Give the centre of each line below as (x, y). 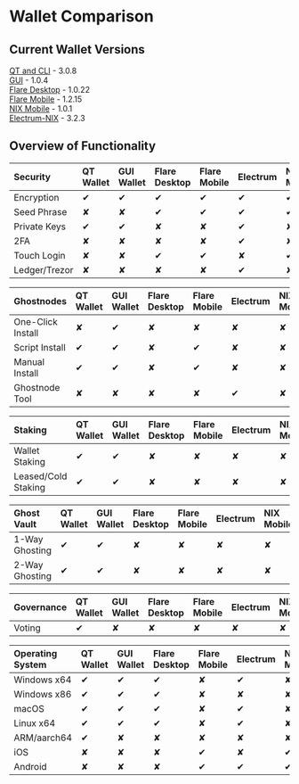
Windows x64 (43, 680)
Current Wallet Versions (77, 50)
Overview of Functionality (83, 146)
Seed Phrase (40, 211)
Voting (28, 628)
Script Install (40, 347)
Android (30, 766)
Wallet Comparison (81, 17)
